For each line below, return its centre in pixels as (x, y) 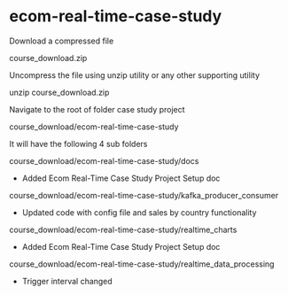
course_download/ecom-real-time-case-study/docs (104, 160)
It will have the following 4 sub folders (78, 144)
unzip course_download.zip (59, 92)
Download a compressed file (62, 41)
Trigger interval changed (67, 281)
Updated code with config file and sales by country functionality (139, 212)
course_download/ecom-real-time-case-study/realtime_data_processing (142, 264)
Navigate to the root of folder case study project (97, 109)
